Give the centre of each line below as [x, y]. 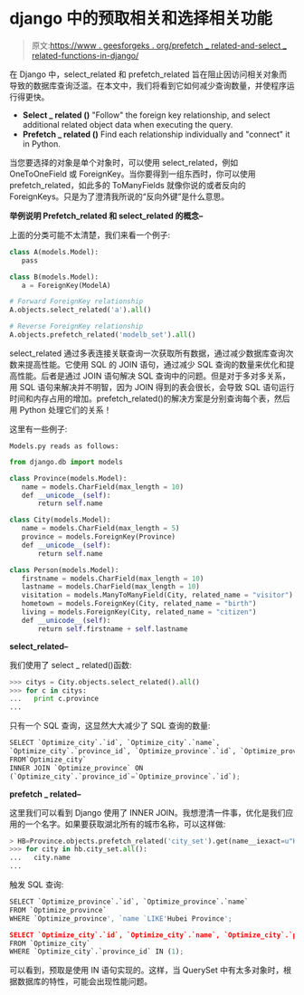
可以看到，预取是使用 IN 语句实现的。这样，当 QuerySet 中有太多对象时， [147, 971]
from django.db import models [66, 462]
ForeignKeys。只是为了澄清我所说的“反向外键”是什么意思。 [119, 196]
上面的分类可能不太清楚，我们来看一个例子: [90, 234]
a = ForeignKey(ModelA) [66, 285]
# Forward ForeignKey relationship [76, 301]
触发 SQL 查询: [37, 885]
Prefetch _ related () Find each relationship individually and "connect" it [156, 134]
